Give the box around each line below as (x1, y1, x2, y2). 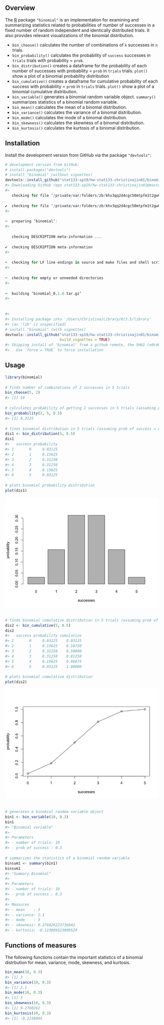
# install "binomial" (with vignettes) (5, 327, 86, 332)
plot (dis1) (5, 488, 27, 493)
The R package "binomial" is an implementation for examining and (5, 17, 139, 22)
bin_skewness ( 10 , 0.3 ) (5, 1001, 51, 1005)
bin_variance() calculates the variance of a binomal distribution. (12, 109, 143, 115)
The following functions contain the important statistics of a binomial (5, 954, 143, 960)
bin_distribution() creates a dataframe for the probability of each (12, 63, 147, 68)
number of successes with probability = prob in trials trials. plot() (12, 68, 148, 74)
